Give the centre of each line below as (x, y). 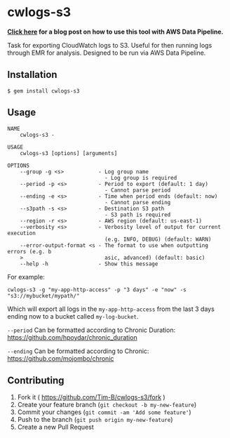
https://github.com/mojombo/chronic (61, 358)
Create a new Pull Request (56, 427)
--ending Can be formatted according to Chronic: (78, 351)
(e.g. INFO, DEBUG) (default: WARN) (158, 239)
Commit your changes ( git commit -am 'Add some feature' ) (104, 412)
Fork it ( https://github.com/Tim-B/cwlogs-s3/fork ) (92, 397)
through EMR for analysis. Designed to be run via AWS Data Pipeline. (107, 53)
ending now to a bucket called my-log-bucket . (73, 316)
